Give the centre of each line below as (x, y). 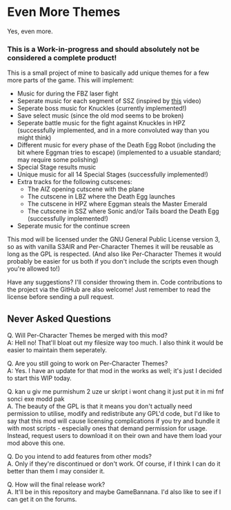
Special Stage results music (57, 167)
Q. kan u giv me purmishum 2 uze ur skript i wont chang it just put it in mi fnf (115, 392)
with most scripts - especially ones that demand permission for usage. (107, 428)
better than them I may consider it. (56, 471)
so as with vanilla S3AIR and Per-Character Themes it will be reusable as (110, 247)
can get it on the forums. (42, 500)
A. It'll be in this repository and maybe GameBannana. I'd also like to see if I (114, 492)
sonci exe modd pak (36, 399)
